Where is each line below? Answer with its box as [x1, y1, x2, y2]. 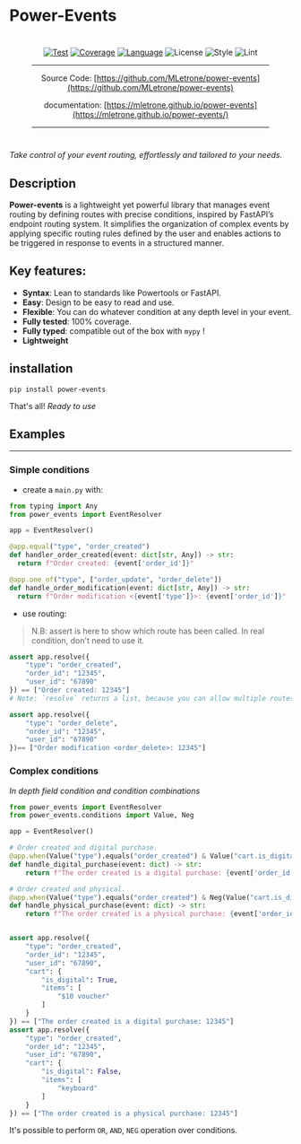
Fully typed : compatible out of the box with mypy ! [21, 325, 205, 336]
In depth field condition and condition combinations [9, 785, 201, 796]
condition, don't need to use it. [30, 634, 145, 646]
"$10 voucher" [56, 992, 110, 1001]
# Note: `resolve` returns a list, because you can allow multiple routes [9, 694, 295, 703]
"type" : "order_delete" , [25, 719, 118, 728]
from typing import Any [9, 502, 99, 511]
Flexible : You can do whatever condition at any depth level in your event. [21, 306, 292, 317]
